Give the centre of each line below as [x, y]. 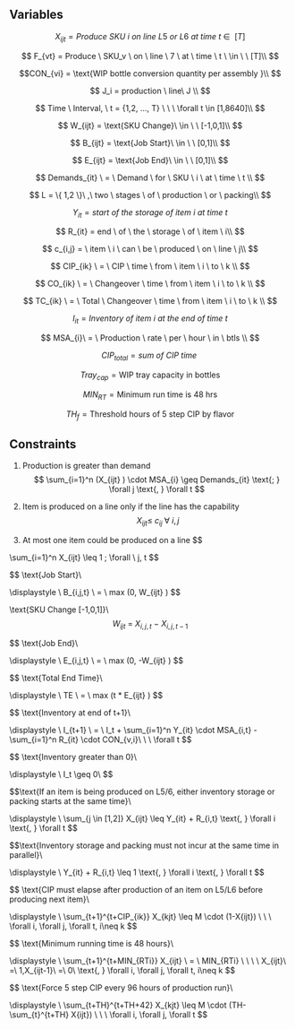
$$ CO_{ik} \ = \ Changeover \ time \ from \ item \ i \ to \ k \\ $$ [150, 284]
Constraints [43, 444]
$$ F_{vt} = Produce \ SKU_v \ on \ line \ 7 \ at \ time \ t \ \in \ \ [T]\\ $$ [150, 56]
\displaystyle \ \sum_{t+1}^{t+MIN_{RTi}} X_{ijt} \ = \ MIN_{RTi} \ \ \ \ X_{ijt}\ [148, 960]
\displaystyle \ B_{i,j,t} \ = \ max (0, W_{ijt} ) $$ [95, 592]
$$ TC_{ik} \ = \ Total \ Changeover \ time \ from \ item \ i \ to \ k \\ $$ [150, 301]
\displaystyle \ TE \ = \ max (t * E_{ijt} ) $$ [86, 695]
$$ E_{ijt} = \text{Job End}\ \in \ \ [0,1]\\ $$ [150, 160]
